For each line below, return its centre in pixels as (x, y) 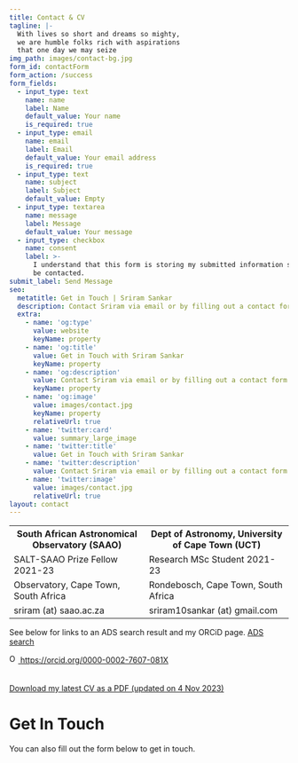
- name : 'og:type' (59, 323)
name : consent (51, 248)
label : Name (47, 108)
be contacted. (59, 273)
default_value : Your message (79, 232)
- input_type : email (55, 133)
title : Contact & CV (47, 17)
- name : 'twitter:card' (69, 430)
